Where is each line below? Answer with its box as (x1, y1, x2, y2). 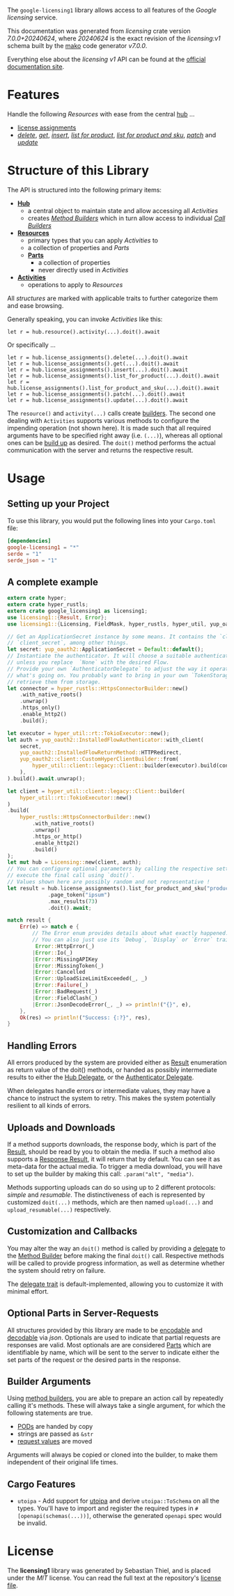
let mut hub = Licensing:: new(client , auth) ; (7, 859, 141, 866)
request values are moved (17, 1437, 93, 1446)
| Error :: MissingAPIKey (32, 956, 98, 963)
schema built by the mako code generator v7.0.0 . (7, 42, 148, 49)
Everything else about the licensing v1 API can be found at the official (7, 55, 206, 63)
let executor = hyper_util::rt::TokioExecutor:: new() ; (7, 729, 170, 737)
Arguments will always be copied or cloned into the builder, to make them (7, 1450, 218, 1459)
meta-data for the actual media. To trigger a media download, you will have (7, 1162, 223, 1170)
